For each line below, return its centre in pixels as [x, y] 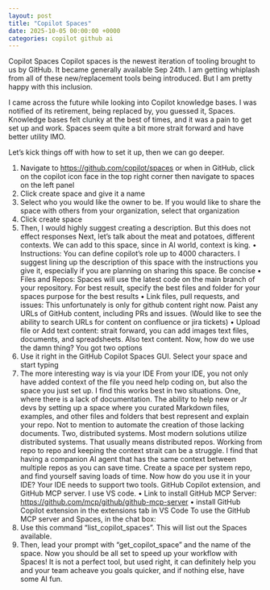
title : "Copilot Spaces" [50, 23]
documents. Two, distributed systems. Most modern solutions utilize [133, 434]
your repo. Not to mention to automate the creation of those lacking [132, 425]
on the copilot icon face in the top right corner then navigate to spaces [137, 177]
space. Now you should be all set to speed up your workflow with [129, 554]
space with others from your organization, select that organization [130, 211]
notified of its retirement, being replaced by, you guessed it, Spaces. [122, 111]
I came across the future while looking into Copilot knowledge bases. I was [133, 102]
